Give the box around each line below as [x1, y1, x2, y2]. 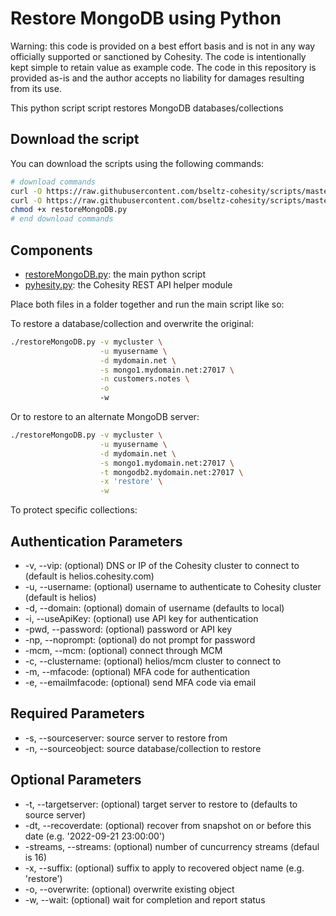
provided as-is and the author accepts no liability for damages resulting [10, 72, 305, 84]
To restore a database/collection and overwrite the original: [10, 317, 255, 329]
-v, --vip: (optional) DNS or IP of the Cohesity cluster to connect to [24, 560, 300, 571]
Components [10, 242, 93, 259]
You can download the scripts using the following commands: [10, 157, 265, 169]
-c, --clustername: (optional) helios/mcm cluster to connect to [24, 655, 282, 667]
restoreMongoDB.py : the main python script [24, 268, 207, 280]
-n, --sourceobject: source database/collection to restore [24, 742, 262, 754]
